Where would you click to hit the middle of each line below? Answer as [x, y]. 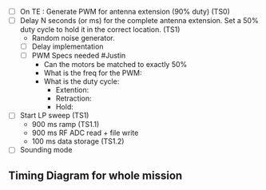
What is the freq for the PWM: [93, 73]
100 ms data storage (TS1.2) [78, 141]
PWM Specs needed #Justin [79, 56]
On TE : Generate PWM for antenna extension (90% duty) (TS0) [125, 12]
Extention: [72, 90]
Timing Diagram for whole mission [95, 175]
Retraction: [73, 98]
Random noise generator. [73, 38]
